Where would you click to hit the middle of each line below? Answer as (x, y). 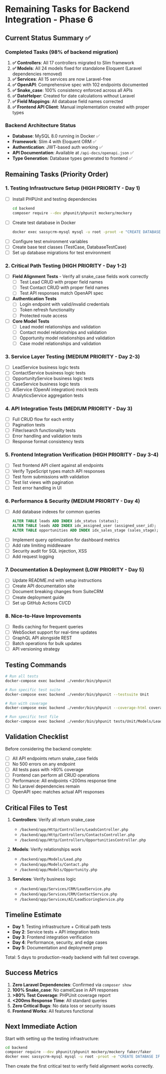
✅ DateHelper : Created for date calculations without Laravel (73, 95)
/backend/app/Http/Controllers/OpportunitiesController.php (83, 840)
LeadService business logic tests (46, 368)
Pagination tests (29, 424)
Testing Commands (36, 665)
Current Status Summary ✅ (48, 38)
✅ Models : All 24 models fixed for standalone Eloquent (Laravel (77, 68)
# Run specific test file (32, 717)
